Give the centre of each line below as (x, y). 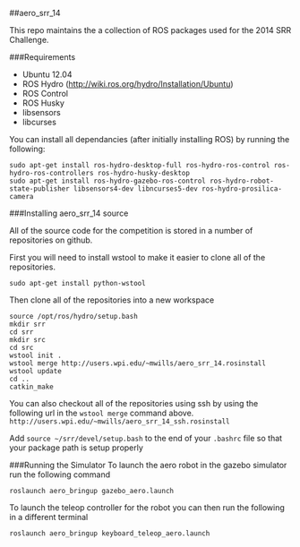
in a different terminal (49, 517)
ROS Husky (43, 103)
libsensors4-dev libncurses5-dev (136, 189)
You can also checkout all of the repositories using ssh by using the (134, 403)
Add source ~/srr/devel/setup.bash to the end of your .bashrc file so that (146, 438)
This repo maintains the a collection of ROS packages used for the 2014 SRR (150, 30)
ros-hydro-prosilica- (241, 189)
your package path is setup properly (76, 448)
